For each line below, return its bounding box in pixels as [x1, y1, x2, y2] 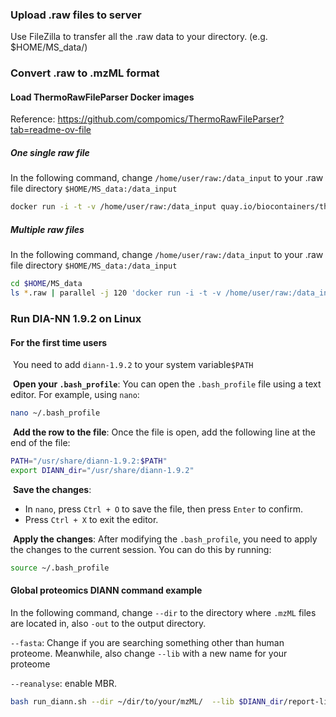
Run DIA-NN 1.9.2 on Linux [10, 311, 142, 325]
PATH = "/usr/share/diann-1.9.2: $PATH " [10, 456, 168, 466]
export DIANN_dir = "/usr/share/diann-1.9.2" [10, 465, 195, 475]
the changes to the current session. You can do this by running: [10, 543, 272, 555]
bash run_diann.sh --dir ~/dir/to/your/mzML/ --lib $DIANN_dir [10, 696, 284, 707]
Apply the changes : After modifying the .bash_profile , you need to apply [12, 533, 318, 545]
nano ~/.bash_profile [10, 408, 101, 418]
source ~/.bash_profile [10, 563, 110, 573]
